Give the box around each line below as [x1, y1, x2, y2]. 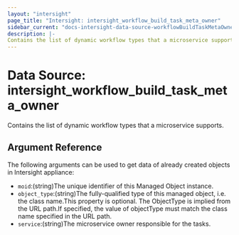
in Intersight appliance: [7, 168, 75, 176]
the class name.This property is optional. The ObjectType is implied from [17, 197, 231, 205]
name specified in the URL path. [17, 212, 112, 220]
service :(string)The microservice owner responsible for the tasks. [17, 219, 211, 228]
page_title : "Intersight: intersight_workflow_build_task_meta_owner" [7, 17, 221, 24]
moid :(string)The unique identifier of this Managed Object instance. [17, 182, 214, 190]
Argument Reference [7, 141, 102, 153]
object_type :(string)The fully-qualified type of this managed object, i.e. [17, 189, 226, 197]
